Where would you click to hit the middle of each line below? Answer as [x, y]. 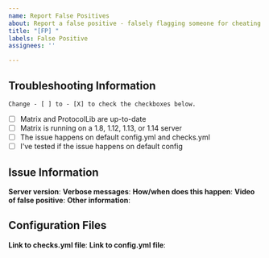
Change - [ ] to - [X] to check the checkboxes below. [102, 104]
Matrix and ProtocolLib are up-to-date [83, 119]
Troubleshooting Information [82, 85]
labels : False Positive [48, 38]
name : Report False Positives [59, 16]
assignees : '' [32, 46]
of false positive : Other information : [69, 200]
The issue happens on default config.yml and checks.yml [115, 137]
